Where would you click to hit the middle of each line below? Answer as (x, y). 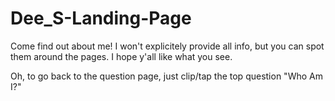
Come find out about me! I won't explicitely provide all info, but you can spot (167, 46)
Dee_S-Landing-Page (101, 18)
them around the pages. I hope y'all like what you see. (121, 56)
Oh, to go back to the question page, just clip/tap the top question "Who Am (166, 76)
